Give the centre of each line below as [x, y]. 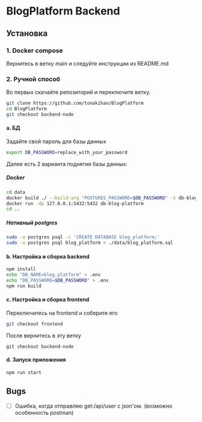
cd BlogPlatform [26, 109]
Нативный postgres [32, 222]
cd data [16, 192]
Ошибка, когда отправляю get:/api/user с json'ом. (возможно [93, 406]
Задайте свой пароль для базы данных [56, 141]
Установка [27, 33]
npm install [21, 269]
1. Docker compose [35, 51]
